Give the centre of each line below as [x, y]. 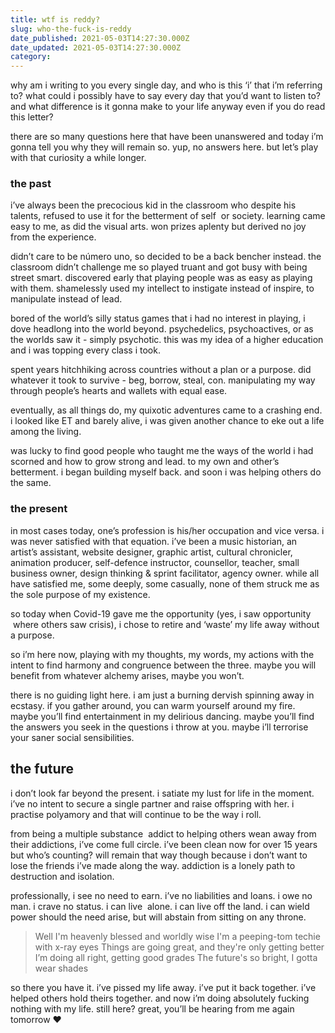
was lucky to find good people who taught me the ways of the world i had [162, 451]
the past [31, 184]
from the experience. [53, 237]
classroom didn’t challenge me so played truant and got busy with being [159, 267]
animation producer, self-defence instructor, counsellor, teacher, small [155, 562]
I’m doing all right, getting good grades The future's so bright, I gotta [176, 957]
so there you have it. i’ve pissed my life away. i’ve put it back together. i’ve [163, 987]
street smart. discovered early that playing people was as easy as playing [161, 278]
